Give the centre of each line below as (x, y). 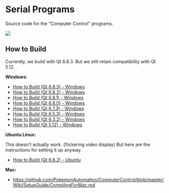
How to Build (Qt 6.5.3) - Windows (49, 114)
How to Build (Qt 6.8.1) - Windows (48, 98)
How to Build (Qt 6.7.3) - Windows (48, 108)
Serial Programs (40, 9)
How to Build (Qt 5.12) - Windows (47, 125)
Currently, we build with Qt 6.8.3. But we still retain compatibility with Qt (81, 61)
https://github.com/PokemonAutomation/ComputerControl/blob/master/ (88, 179)
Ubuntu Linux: (21, 134)
